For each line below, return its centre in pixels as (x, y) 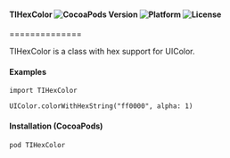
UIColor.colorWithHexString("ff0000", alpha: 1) (101, 106)
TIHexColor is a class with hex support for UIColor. (102, 52)
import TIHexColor (43, 91)
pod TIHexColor (37, 145)
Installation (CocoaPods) (56, 126)
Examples (28, 71)
